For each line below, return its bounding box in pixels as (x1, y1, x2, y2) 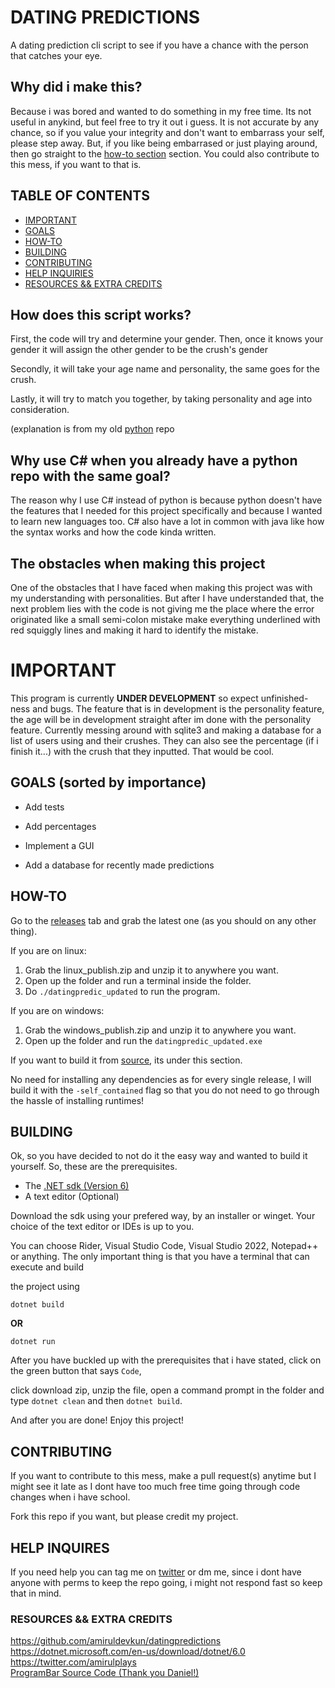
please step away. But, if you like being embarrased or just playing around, (10, 137, 318, 149)
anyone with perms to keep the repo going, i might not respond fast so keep (10, 1577, 323, 1588)
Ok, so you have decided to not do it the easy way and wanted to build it (10, 1150, 308, 1162)
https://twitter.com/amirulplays (10, 1656, 137, 1668)
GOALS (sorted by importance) (10, 774, 207, 791)
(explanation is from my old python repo (10, 423, 175, 435)
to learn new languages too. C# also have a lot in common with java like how (10, 516, 325, 528)
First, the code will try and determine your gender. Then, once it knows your (10, 333, 324, 345)
